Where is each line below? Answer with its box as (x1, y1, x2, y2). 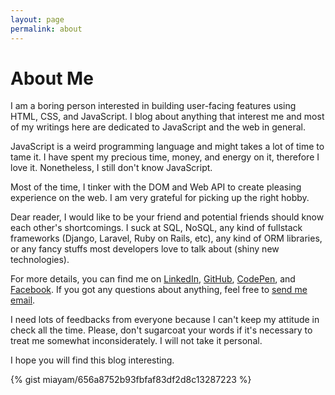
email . (10, 294, 36, 306)
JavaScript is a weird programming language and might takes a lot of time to (10, 141, 325, 153)
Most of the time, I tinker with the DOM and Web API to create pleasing (10, 181, 302, 193)
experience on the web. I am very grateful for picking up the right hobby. (10, 192, 310, 204)
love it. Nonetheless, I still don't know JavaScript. (10, 162, 213, 174)
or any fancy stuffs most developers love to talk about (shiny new (10, 243, 280, 255)
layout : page (10, 14, 65, 25)
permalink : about (10, 24, 83, 34)
